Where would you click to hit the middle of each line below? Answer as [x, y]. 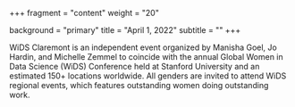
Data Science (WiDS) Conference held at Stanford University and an [135, 66]
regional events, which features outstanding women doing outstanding [139, 85]
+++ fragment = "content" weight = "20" [84, 13]
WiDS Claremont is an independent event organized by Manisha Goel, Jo [143, 47]
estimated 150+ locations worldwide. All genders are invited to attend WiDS [148, 76]
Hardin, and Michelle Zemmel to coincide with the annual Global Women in [146, 57]
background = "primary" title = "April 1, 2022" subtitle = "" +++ [125, 30]
